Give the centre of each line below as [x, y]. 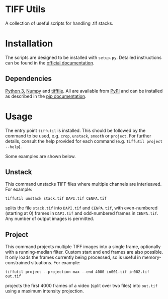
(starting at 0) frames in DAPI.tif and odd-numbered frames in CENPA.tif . [82, 213]
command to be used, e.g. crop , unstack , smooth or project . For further [78, 136]
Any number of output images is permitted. [50, 219]
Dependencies [28, 79]
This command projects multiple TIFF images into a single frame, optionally [83, 247]
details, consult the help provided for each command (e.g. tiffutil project [84, 141]
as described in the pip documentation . [46, 96]
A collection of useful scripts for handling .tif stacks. [59, 23]
